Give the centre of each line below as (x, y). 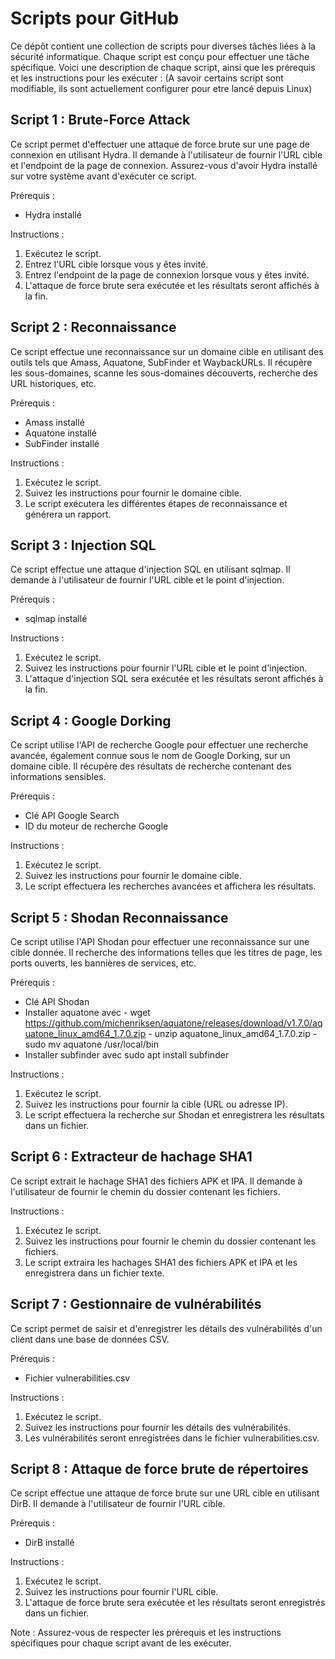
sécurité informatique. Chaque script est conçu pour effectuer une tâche (160, 56)
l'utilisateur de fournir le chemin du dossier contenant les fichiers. (145, 1191)
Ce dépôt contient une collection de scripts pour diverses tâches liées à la (163, 46)
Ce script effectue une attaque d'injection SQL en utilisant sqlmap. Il (150, 569)
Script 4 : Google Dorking (91, 720)
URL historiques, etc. (53, 383)
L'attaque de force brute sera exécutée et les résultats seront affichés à (172, 285)
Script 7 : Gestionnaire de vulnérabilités (136, 1304)
